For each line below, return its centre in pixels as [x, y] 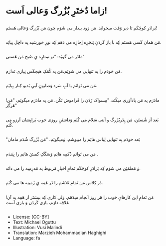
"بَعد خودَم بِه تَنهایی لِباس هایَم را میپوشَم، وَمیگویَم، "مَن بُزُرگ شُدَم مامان [73, 139]
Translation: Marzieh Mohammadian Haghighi [60, 233]
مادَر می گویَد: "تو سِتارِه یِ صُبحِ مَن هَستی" [45, 57]
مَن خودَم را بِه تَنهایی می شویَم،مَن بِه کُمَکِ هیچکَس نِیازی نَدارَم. [64, 71]
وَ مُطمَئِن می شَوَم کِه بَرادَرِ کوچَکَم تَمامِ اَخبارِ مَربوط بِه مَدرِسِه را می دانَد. [73, 168]
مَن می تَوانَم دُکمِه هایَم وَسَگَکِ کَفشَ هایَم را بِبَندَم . [52, 154]
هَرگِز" [11, 105]
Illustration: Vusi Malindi [37, 228]
